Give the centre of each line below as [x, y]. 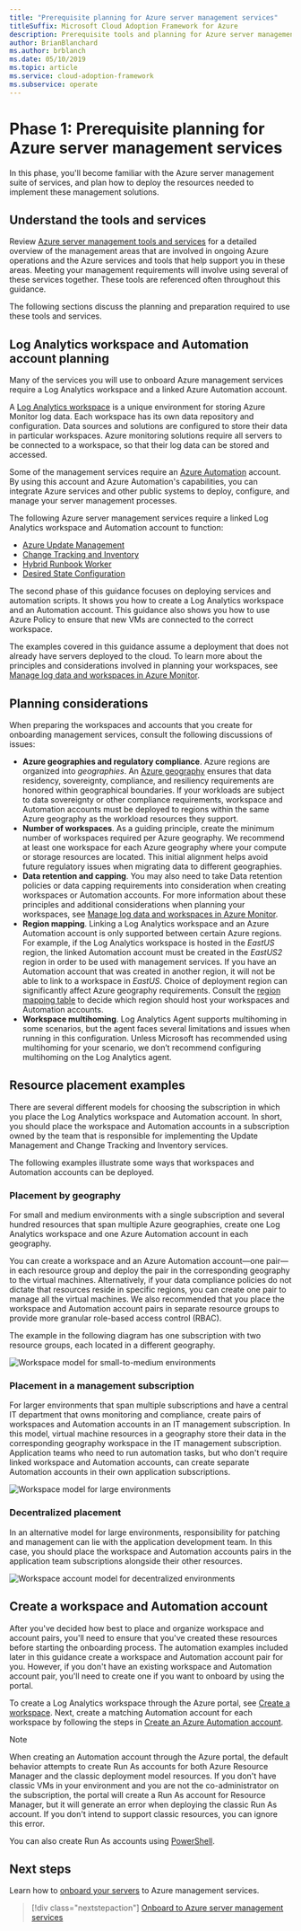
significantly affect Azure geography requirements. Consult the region [151, 990]
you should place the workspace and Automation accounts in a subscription [149, 1126]
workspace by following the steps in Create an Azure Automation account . [146, 1722]
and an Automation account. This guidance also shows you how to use [140, 610]
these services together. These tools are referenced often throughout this [145, 280]
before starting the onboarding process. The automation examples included [149, 1647]
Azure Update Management [73, 545]
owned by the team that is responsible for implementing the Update [133, 1136]
